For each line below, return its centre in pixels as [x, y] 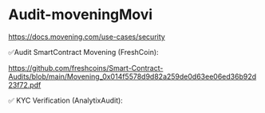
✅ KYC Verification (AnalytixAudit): [66, 100]
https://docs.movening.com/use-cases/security [87, 37]
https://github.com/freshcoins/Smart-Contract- [86, 68]
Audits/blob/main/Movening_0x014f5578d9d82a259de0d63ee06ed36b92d [132, 76]
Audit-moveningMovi [81, 15]
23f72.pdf [25, 84]
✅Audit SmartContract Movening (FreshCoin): [83, 52]
